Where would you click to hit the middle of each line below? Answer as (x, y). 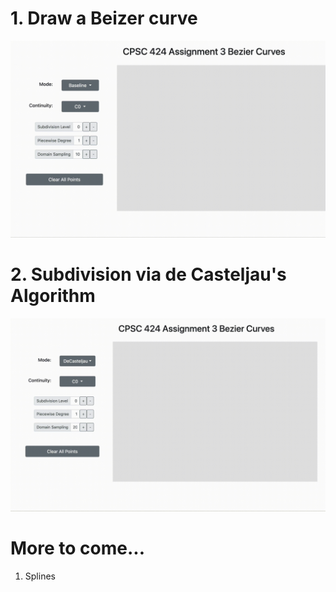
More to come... (78, 548)
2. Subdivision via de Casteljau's (148, 274)
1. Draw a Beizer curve (104, 18)
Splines (40, 576)
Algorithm (53, 296)
